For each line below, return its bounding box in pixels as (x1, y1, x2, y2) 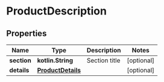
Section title (86, 56, 121, 65)
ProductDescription (6, 4, 107, 18)
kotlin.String (37, 56, 74, 65)
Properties (6, 28, 47, 39)
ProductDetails (37, 66, 81, 74)
